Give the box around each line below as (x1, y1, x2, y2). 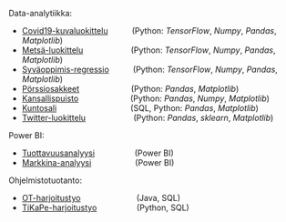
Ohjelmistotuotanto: (8, 175, 83, 186)
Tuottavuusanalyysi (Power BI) (21, 147, 174, 158)
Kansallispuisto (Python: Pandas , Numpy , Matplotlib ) (21, 93, 271, 104)
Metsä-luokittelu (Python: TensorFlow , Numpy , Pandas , (21, 45, 276, 55)
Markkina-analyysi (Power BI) (21, 157, 175, 167)
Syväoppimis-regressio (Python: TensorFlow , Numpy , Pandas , (21, 64, 279, 75)
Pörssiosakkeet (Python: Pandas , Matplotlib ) (21, 84, 240, 94)
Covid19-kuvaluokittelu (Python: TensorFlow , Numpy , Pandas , (21, 25, 277, 35)
